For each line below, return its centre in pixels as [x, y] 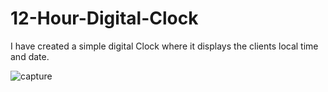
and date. [30, 56]
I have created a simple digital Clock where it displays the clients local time [164, 46]
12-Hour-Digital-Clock [104, 18]
